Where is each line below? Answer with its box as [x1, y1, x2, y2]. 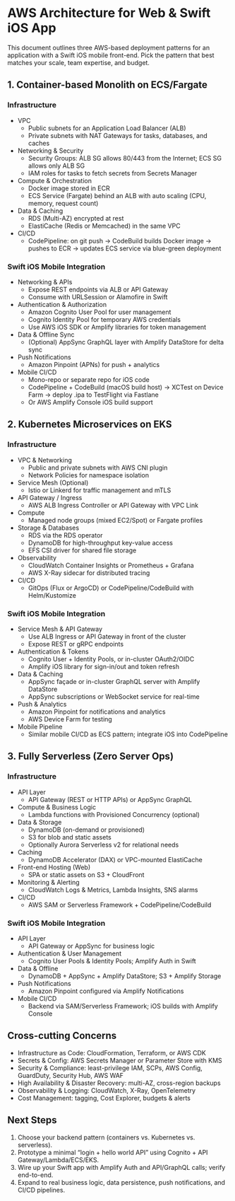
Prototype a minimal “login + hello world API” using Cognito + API [17, 1148, 208, 1156]
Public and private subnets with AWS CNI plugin [28, 463, 168, 472]
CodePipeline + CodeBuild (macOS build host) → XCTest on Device [28, 383, 224, 391]
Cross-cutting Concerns [7, 1030, 117, 1042]
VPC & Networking [17, 456, 73, 464]
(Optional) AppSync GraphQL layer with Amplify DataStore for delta [28, 337, 224, 346]
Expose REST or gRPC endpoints [28, 639, 124, 648]
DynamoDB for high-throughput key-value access [28, 538, 173, 547]
